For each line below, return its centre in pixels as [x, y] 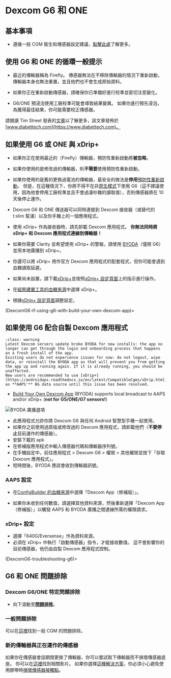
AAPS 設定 [19, 480]
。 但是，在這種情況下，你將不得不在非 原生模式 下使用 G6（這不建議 [88, 186]
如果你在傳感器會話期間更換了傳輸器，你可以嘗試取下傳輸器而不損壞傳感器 [83, 658]
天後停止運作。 [28, 198]
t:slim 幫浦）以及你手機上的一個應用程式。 [57, 216]
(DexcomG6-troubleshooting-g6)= [41, 559]
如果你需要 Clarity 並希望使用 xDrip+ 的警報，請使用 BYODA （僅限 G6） [88, 244]
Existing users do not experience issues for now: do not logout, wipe [83, 358]
